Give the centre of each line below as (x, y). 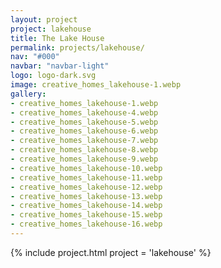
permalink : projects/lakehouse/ (77, 47)
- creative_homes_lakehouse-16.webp (86, 224)
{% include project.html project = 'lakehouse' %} (111, 252)
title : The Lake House (57, 38)
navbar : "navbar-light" (60, 66)
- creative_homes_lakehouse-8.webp (84, 150)
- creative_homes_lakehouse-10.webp (86, 168)
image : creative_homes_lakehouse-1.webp (96, 85)
